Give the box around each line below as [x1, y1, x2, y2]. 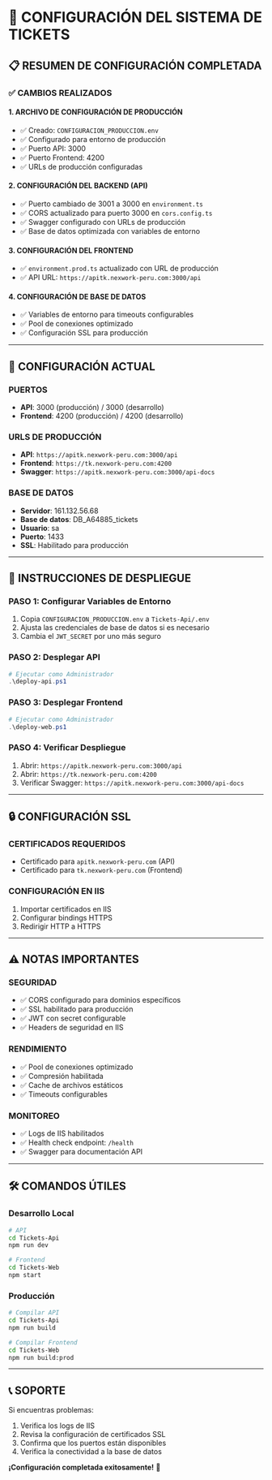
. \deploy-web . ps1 [8, 723, 67, 731]
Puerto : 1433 [19, 532, 65, 542]
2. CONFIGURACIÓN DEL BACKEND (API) [8, 181, 148, 191]
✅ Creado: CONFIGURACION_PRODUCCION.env [19, 125, 159, 135]
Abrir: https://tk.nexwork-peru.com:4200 [19, 769, 158, 779]
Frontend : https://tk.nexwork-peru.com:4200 [19, 459, 172, 468]
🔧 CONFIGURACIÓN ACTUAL [8, 360, 155, 373]
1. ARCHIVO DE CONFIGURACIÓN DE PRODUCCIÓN [8, 107, 184, 117]
